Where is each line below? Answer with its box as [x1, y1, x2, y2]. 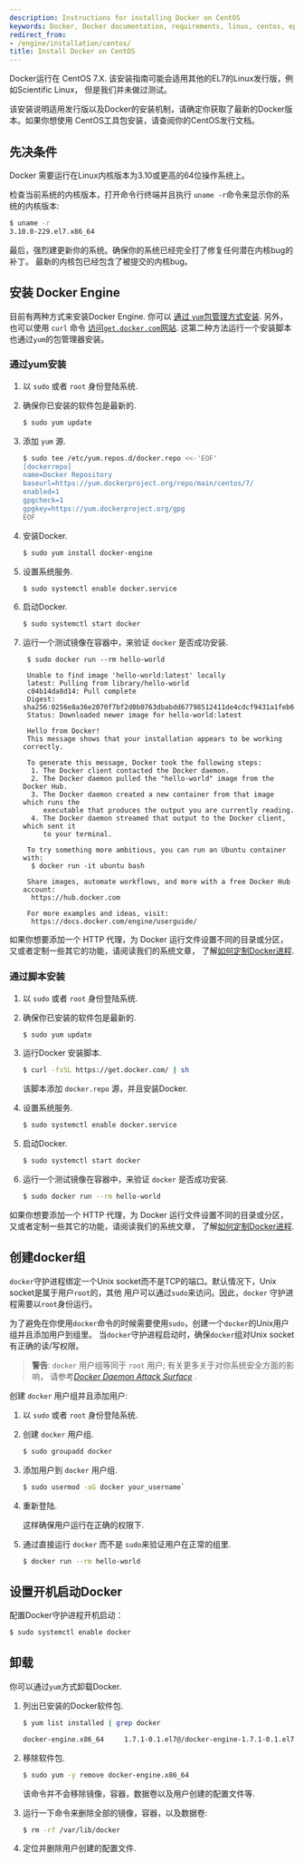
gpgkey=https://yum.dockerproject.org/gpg [22, 504, 185, 513]
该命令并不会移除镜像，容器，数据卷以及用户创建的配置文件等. [22, 1788, 255, 1799]
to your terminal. [43, 830, 113, 839]
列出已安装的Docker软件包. [22, 1700, 124, 1711]
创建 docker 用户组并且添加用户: [9, 1389, 128, 1401]
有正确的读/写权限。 [9, 1340, 84, 1351]
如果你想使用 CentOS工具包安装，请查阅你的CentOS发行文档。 [24, 115, 260, 126]
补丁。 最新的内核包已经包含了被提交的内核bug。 [9, 256, 193, 267]
